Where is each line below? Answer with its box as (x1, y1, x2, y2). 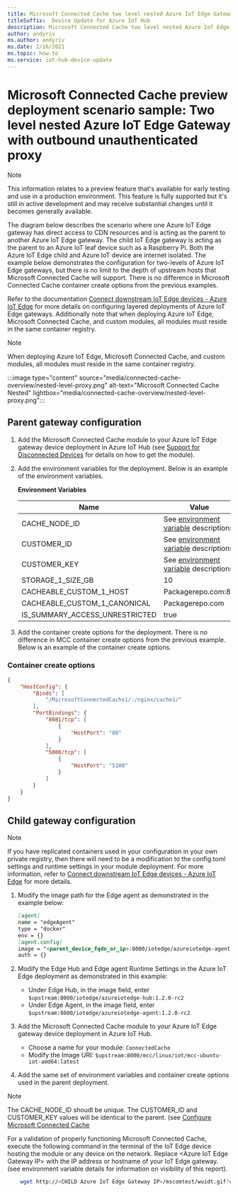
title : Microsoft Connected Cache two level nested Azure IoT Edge (7, 10, 211, 18)
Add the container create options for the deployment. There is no (17, 628, 208, 636)
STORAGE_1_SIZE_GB (21, 575, 94, 585)
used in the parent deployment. (17, 1078, 110, 1087)
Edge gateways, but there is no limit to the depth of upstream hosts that (7, 266, 217, 274)
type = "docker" (17, 925, 66, 932)
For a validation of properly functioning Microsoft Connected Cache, (7, 1135, 207, 1143)
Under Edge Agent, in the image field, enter (28, 1001, 155, 1009)
